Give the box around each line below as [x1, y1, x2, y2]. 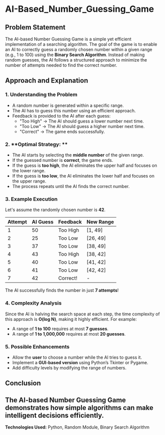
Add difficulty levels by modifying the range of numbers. [12, 365, 127, 371]
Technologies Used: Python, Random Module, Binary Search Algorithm [5, 424, 150, 430]
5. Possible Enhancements [5, 343, 70, 350]
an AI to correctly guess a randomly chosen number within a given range [5, 47, 152, 52]
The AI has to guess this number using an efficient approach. [12, 107, 136, 114]
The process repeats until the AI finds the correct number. [12, 183, 130, 189]
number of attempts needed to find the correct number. [5, 62, 117, 68]
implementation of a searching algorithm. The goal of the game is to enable [5, 41, 157, 47]
